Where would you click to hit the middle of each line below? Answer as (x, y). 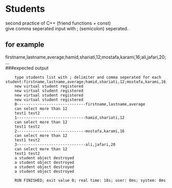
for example (25, 45)
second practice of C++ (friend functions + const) (58, 23)
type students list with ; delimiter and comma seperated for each (88, 77)
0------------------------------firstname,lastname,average (80, 104)
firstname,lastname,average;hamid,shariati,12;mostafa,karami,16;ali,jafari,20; (86, 57)
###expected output (27, 68)
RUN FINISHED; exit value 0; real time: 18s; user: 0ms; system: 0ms (90, 180)
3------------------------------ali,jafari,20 (65, 144)
